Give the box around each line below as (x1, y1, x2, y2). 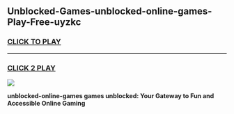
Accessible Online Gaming (7, 99, 86, 107)
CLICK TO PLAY (7, 37, 61, 47)
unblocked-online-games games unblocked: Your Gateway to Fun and (7, 91, 214, 99)
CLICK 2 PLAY (7, 63, 56, 73)
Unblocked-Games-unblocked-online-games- (7, 6, 212, 17)
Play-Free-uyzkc (7, 17, 81, 28)
